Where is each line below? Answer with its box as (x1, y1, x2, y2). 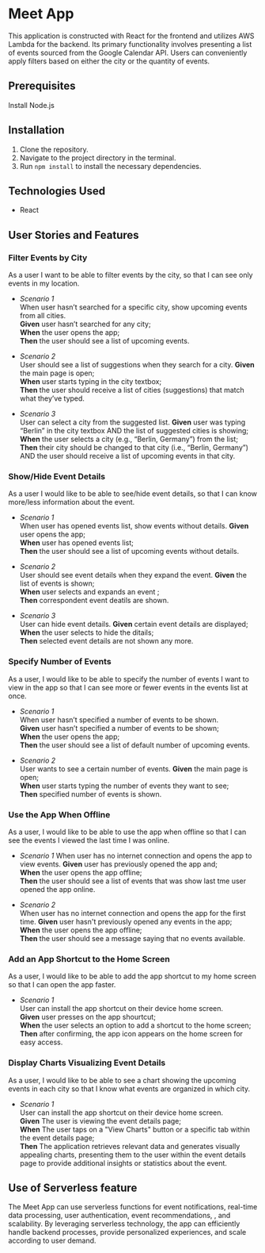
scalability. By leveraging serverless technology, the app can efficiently (8, 1219, 240, 1228)
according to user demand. (8, 1236, 97, 1246)
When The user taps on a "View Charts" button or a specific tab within (19, 1124, 251, 1134)
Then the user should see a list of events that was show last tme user (19, 876, 247, 886)
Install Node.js (8, 100, 55, 110)
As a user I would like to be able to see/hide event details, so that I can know (8, 489, 258, 498)
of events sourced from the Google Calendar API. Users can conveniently (8, 48, 248, 57)
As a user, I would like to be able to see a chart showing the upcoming (8, 1075, 237, 1085)
